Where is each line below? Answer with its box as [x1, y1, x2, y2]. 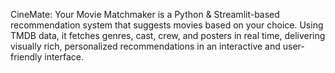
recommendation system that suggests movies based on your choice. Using [10, 19, 324, 31]
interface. [44, 51, 85, 63]
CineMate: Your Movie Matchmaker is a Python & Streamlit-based [10, 9, 280, 20]
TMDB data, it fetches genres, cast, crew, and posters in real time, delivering [10, 30, 326, 41]
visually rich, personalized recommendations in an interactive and [10, 40, 281, 52]
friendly [10, 51, 43, 63]
